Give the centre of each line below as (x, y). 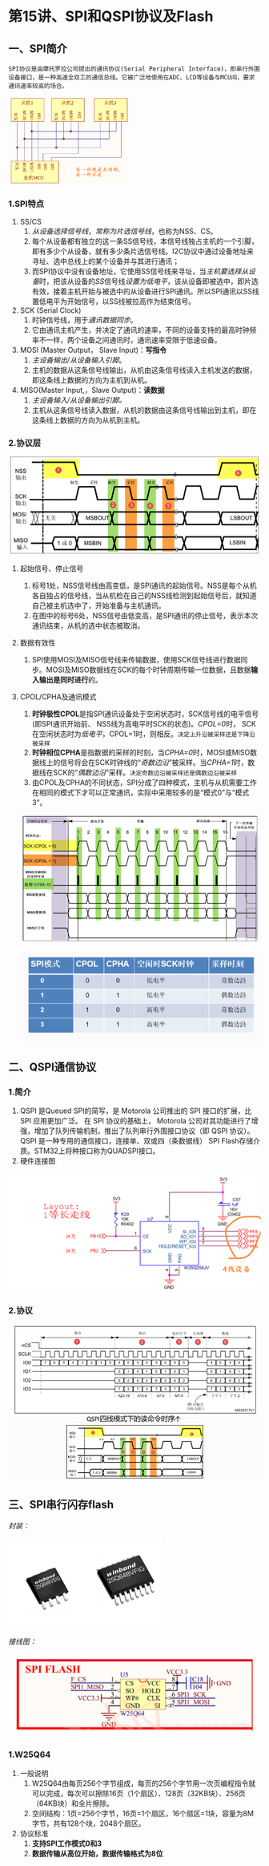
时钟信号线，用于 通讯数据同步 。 (84, 320)
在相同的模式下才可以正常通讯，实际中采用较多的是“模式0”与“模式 (141, 792)
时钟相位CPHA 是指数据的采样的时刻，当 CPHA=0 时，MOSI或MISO (141, 752)
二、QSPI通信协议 (52, 1067)
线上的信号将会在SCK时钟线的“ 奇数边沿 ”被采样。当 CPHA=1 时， (143, 762)
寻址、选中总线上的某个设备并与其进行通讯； (106, 261)
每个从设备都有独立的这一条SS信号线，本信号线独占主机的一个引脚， (145, 241)
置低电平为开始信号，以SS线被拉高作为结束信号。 (114, 301)
